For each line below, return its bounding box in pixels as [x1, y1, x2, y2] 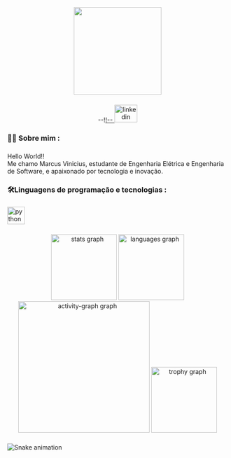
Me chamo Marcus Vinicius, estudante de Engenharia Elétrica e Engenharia [7, 159, 225, 167]
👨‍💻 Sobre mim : [7, 133, 60, 143]
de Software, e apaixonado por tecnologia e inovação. [7, 167, 163, 175]
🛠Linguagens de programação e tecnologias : [7, 185, 167, 195]
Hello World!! [7, 152, 45, 160]
